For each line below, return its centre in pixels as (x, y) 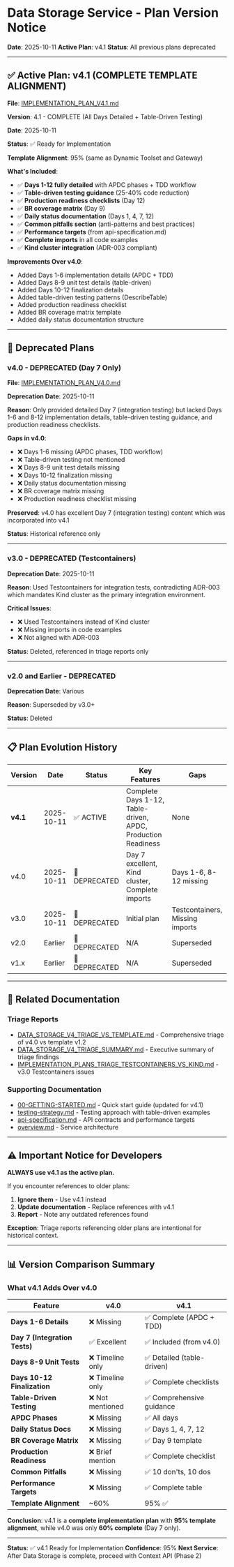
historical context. (33, 1235)
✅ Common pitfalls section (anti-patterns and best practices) (106, 224)
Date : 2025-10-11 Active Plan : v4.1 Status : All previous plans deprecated (111, 47)
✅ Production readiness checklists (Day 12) (81, 200)
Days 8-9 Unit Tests (45, 1362)
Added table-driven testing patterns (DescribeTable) (92, 297)
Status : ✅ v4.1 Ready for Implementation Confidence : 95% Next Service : (113, 1548)
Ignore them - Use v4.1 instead (62, 1199)
